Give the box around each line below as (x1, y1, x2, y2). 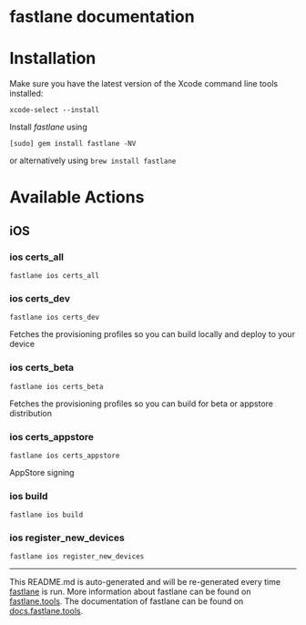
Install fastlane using (9, 121, 88, 133)
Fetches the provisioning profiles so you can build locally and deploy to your (9, 329, 296, 340)
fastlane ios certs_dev (9, 312, 100, 323)
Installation (9, 48, 97, 69)
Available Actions (9, 187, 145, 208)
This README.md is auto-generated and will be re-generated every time (9, 577, 280, 588)
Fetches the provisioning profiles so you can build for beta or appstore (9, 398, 273, 409)
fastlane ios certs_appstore (9, 451, 120, 460)
